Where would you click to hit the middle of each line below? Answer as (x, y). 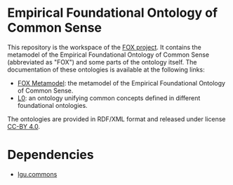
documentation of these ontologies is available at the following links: (106, 69)
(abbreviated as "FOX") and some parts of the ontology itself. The (102, 62)
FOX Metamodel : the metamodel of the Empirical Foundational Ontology (121, 83)
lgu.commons (37, 174)
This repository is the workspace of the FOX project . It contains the (104, 47)
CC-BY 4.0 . (24, 126)
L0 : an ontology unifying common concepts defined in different (109, 98)
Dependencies (51, 155)
